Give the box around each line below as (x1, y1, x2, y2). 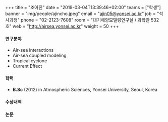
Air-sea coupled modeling (12, 52, 67, 59)
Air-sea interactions (12, 47, 54, 53)
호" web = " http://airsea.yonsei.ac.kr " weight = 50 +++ (5, 23, 119, 29)
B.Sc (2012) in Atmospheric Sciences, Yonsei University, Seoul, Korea (12, 87, 158, 93)
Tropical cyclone (12, 58, 47, 64)
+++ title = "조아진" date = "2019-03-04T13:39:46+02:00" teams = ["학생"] (5, 5, 161, 10)
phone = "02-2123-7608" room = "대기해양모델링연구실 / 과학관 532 (21, 17, 159, 23)
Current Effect (12, 63, 42, 69)
